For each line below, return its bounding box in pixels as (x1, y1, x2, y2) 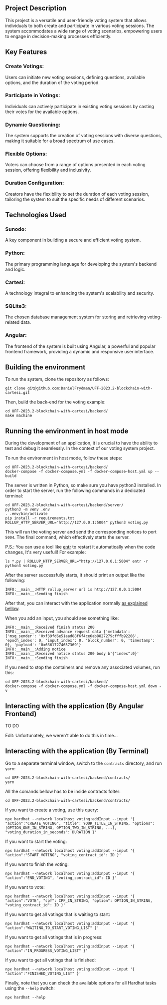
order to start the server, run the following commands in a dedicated (5, 487, 146, 493)
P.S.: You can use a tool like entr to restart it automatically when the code (5, 544, 156, 550)
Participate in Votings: (5, 92, 61, 99)
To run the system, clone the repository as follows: (5, 376, 109, 382)
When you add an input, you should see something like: (5, 615, 119, 621)
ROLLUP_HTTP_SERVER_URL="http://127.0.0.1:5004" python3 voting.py (5, 520, 149, 525)
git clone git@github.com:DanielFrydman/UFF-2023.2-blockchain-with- (5, 386, 153, 391)
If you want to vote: (5, 884, 45, 890)
